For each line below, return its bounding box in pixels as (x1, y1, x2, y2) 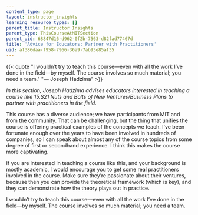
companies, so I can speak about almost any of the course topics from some (6, 136, 193, 143)
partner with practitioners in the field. (6, 99, 97, 106)
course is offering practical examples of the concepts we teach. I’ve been (6, 123, 185, 130)
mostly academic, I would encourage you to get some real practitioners (6, 166, 179, 173)
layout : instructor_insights (6, 14, 78, 20)
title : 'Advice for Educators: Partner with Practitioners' (6, 42, 157, 48)
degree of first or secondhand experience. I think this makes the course (6, 142, 180, 149)
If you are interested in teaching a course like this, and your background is (6, 159, 186, 166)
